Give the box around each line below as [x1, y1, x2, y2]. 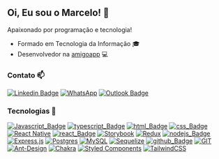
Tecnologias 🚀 [7, 106, 56, 116]
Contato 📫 [7, 70, 45, 80]
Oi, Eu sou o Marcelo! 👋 [7, 7, 109, 19]
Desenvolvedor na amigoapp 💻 [17, 50, 109, 58]
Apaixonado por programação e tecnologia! [7, 25, 133, 33]
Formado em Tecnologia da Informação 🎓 [17, 39, 140, 47]
